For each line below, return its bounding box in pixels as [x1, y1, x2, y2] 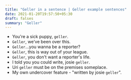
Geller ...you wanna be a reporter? [12, 44, 81, 50]
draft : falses [5, 16, 34, 21]
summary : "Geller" [5, 20, 42, 26]
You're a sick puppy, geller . [12, 34, 69, 40]
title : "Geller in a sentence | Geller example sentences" [5, 7, 127, 12]
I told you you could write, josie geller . [12, 59, 90, 65]
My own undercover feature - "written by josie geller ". [12, 69, 122, 75]
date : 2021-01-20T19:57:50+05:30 [5, 12, 73, 16]
